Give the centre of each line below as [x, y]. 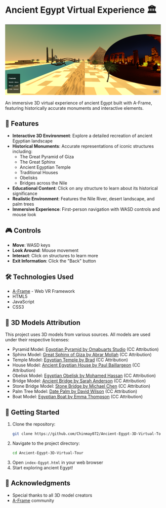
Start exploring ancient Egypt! [42, 467]
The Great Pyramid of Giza [47, 156]
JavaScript [23, 302]
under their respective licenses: [37, 340]
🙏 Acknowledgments [38, 483]
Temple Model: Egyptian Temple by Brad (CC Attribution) [70, 360]
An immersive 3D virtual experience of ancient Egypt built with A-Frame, [79, 103]
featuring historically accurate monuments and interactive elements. [75, 108]
